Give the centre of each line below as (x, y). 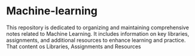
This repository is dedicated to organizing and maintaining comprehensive (98, 27)
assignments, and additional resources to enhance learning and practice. (96, 40)
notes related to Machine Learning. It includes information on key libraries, (98, 33)
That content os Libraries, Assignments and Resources (74, 46)
